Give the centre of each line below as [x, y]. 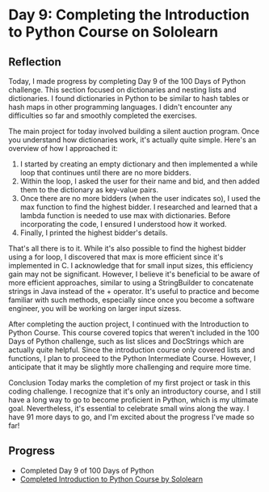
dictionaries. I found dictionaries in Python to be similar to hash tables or [129, 98]
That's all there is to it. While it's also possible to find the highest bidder [127, 248]
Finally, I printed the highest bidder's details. [94, 233]
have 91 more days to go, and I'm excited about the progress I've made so [131, 417]
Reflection [35, 62]
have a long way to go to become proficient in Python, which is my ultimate [133, 400]
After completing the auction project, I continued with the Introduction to [128, 324]
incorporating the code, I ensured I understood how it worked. [124, 224]
